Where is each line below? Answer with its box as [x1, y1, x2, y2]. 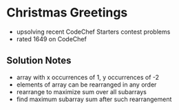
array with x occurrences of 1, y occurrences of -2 [16, 73, 160, 81]
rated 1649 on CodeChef [16, 34, 87, 43]
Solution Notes [6, 55, 72, 67]
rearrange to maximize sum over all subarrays [16, 87, 147, 96]
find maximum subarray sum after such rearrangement [16, 95, 172, 103]
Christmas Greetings [6, 5, 128, 21]
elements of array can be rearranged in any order [16, 80, 157, 89]
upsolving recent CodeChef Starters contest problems [16, 27, 171, 36]
